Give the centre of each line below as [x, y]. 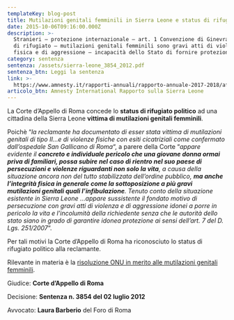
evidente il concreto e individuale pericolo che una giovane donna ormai [114, 154]
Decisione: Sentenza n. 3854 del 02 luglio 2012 [76, 297]
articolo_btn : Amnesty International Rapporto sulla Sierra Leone [106, 91]
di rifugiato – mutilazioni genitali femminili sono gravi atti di [114, 46]
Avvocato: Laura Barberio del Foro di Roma [69, 310]
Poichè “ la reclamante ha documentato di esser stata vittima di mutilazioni [115, 132]
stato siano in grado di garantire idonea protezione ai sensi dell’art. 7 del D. [116, 221]
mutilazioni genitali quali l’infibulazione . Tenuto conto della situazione [110, 191]
